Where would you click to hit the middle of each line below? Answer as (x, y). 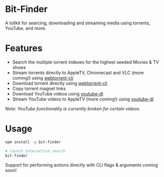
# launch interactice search (35, 151)
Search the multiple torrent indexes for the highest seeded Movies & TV (85, 62)
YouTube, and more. (26, 28)
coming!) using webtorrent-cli (43, 78)
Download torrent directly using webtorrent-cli (60, 83)
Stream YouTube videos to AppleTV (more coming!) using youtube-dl (83, 99)
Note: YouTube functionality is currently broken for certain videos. (73, 108)
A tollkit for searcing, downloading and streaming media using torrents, (78, 23)
